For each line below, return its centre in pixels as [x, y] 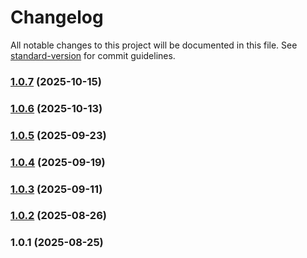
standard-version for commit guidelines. [93, 55]
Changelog [57, 17]
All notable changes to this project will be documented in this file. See [154, 45]
